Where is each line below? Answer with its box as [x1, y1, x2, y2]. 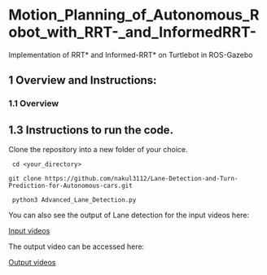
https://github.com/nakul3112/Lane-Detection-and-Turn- [44, 175, 239, 183]
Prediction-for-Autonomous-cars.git [8, 181, 133, 190]
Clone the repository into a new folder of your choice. [8, 145, 188, 155]
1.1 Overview [8, 98, 59, 109]
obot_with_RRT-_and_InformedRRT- [8, 23, 257, 41]
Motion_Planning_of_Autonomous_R [8, 6, 260, 24]
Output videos [8, 258, 56, 268]
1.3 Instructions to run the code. [8, 123, 173, 137]
